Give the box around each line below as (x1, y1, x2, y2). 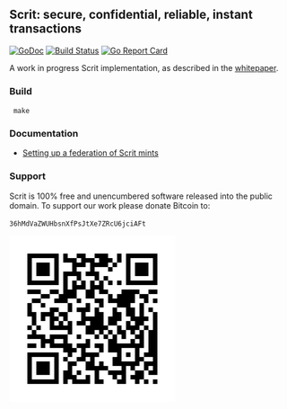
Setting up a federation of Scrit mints (22, 147, 159, 158)
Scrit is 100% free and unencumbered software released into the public (9, 191, 274, 201)
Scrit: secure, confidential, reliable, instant (9, 7, 253, 22)
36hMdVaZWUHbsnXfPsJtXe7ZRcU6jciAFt (9, 219, 146, 228)
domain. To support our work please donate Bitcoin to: (9, 200, 211, 210)
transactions (9, 22, 83, 37)
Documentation (9, 128, 79, 140)
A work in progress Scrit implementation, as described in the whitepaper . (9, 62, 279, 73)
